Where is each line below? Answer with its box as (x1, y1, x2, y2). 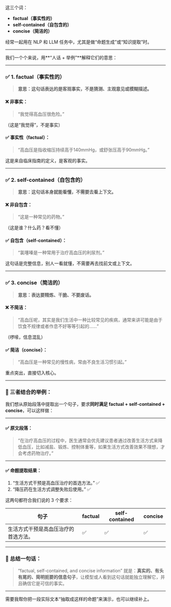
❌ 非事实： (5, 99, 28, 105)
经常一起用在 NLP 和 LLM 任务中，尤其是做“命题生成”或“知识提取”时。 (5, 39, 152, 45)
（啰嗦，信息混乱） (5, 334, 46, 340)
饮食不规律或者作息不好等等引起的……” (17, 323, 99, 329)
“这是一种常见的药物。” (17, 214, 65, 220)
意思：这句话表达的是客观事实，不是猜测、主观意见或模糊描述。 (17, 86, 152, 92)
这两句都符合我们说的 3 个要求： (5, 497, 73, 503)
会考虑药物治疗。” (17, 450, 53, 456)
